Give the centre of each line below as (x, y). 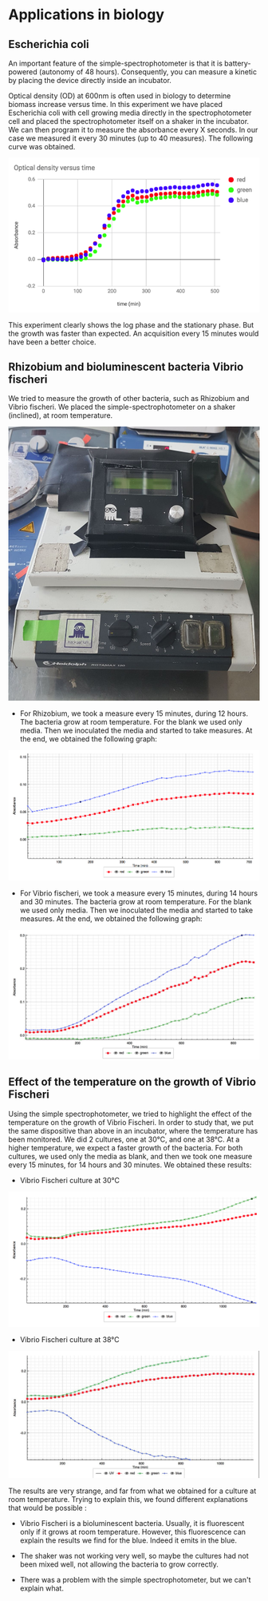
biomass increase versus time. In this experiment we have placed (116, 104)
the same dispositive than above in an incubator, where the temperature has (133, 1130)
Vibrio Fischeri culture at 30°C (69, 1180)
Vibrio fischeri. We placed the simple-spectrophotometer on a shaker (122, 407)
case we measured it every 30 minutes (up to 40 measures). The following (131, 138)
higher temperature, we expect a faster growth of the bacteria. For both (126, 1147)
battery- (238, 63)
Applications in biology (87, 15)
